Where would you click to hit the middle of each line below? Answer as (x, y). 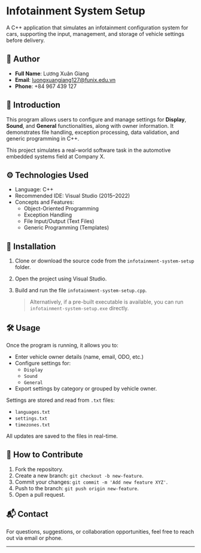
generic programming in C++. (43, 138)
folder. (23, 267)
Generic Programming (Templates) (66, 228)
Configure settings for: (43, 363)
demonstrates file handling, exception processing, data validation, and (93, 132)
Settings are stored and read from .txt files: (61, 400)
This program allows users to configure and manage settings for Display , (96, 119)
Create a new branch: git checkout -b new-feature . (79, 475)
